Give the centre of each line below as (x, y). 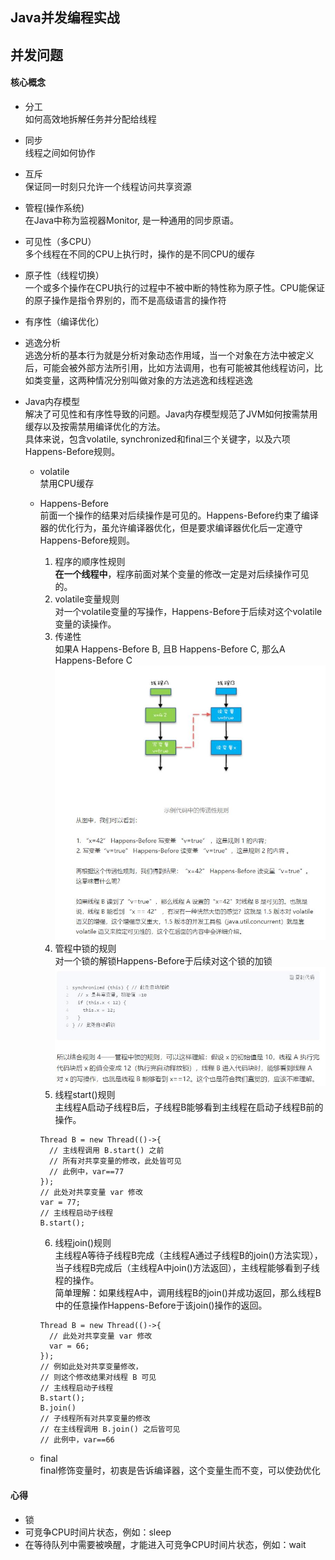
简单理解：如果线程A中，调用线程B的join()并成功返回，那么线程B (188, 1293)
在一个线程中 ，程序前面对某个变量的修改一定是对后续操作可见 (182, 574)
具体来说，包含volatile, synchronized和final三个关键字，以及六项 (157, 439)
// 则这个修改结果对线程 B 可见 (98, 1378)
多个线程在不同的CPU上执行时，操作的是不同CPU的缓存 (139, 254)
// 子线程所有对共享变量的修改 (95, 1419)
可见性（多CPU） (60, 241)
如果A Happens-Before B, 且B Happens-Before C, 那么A (170, 649)
